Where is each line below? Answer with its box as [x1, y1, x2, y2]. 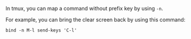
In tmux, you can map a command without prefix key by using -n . [5, 5, 163, 12]
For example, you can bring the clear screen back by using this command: [5, 16, 186, 23]
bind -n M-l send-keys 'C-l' [5, 27, 77, 33]
